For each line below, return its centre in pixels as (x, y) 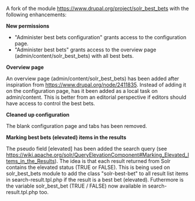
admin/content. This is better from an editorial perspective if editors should (96, 97)
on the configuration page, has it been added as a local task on (82, 91)
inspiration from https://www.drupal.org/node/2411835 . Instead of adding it (96, 85)
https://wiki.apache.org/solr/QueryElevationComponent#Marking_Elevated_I (97, 155)
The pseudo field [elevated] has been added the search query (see (87, 149)
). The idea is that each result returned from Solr (113, 161)
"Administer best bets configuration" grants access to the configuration (100, 37)
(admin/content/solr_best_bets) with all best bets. (74, 56)
